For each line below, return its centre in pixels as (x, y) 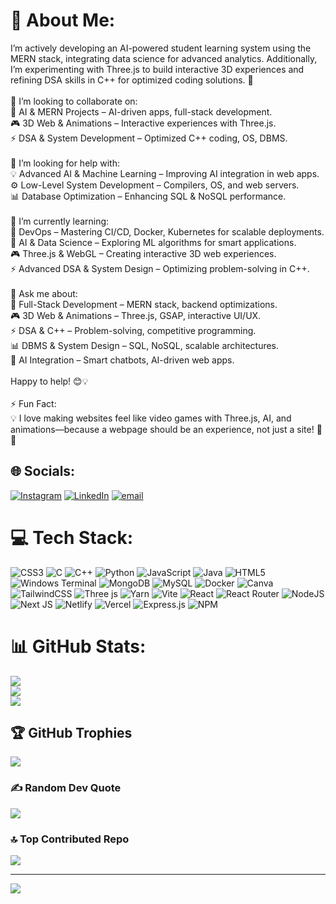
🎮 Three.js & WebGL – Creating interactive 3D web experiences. (143, 253)
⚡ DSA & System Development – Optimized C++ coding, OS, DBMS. (149, 138)
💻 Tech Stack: (72, 537)
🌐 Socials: (43, 471)
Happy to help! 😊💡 (49, 381)
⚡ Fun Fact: (33, 403)
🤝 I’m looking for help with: (65, 163)
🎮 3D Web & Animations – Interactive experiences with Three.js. (143, 123)
